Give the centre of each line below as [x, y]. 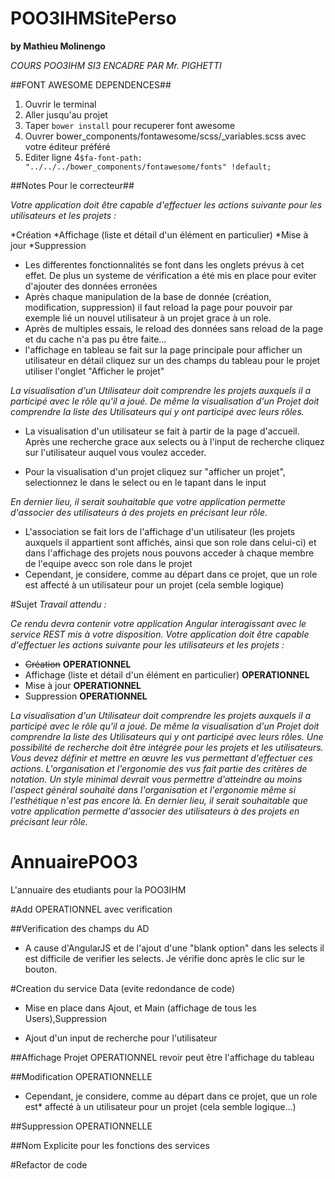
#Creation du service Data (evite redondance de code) [123, 988]
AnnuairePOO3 [74, 862]
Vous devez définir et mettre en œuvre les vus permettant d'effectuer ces [161, 758]
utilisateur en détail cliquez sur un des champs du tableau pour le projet [172, 360]
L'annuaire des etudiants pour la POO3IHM [98, 889]
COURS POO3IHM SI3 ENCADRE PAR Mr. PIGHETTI [116, 65]
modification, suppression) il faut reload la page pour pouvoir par [158, 307]
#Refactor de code [49, 1164]
